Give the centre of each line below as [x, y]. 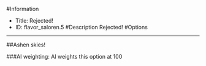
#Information [23, 9]
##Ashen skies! [26, 45]
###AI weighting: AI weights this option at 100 [64, 57]
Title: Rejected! [34, 20]
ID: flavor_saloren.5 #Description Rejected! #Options [82, 27]
